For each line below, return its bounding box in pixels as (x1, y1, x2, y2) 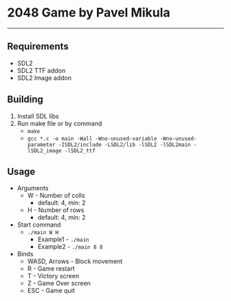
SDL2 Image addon (16, 74, 72, 82)
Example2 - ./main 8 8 (37, 242, 103, 251)
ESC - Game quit (27, 287, 76, 295)
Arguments (16, 184, 49, 192)
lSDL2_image (27, 147, 62, 154)
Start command (16, 220, 61, 229)
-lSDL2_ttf (64, 147, 96, 154)
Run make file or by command (16, 119, 102, 127)
